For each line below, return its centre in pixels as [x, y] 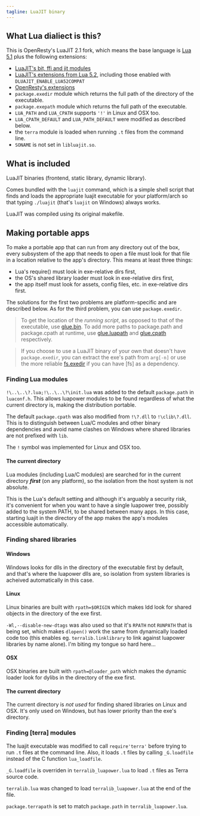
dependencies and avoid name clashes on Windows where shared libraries [99, 430]
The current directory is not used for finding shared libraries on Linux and [96, 705]
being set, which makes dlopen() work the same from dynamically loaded [97, 631]
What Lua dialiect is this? [54, 36]
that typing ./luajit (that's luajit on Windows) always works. [84, 203]
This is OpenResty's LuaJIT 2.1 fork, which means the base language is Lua [99, 50]
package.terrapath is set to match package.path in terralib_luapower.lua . [97, 806]
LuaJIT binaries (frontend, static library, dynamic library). [76, 178]
